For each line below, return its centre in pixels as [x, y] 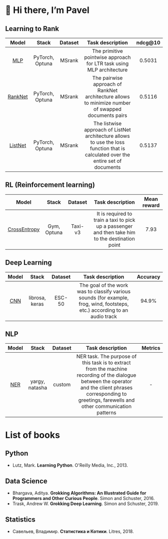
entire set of [107, 161]
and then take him [114, 232]
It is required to [114, 213]
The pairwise [107, 78]
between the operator [106, 382]
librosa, [37, 298]
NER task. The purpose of [106, 357]
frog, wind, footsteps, [104, 304]
